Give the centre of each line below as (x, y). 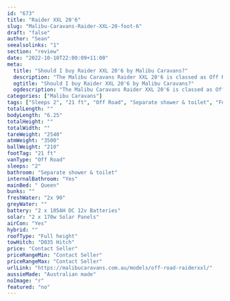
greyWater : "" (27, 205)
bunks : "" (21, 192)
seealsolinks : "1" (33, 45)
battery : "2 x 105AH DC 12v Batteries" (64, 211)
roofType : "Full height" (42, 236)
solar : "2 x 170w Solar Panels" (53, 217)
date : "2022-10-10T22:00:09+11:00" (58, 58)
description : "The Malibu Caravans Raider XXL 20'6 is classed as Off (116, 77)
